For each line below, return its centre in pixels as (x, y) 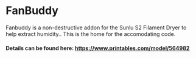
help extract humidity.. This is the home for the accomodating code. (91, 34)
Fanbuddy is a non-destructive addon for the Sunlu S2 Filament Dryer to (96, 27)
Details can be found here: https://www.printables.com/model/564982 (98, 48)
